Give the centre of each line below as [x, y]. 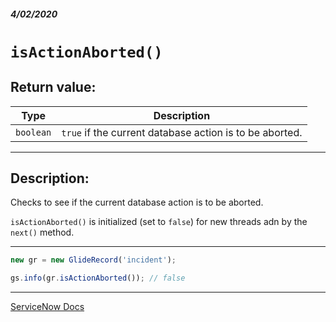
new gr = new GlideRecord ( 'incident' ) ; [93, 260]
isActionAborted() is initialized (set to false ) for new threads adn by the [159, 222]
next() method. [42, 232]
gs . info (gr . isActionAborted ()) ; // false [98, 278]
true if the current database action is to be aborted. [182, 132]
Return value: [53, 87]
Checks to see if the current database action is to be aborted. [137, 202]
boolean [33, 132]
